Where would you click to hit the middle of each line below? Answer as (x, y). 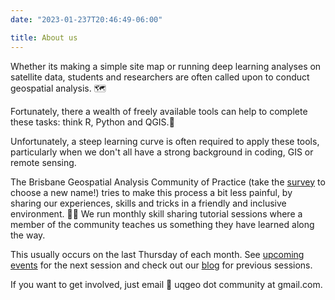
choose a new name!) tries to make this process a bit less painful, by (151, 192)
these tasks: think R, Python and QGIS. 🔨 (92, 122)
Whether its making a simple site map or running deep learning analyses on (166, 66)
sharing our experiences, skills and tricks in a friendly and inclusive (148, 203)
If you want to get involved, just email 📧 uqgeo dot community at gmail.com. (166, 284)
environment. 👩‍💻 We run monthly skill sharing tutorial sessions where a (156, 213)
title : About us (44, 37)
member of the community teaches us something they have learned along (162, 224)
